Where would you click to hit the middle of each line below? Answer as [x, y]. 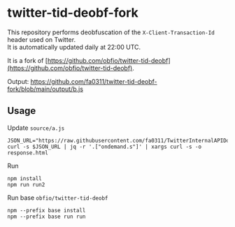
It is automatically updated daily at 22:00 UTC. [74, 47]
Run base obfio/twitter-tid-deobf [58, 198]
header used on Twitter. [41, 39]
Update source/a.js [36, 128]
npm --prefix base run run [47, 217]
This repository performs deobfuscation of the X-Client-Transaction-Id [111, 32]
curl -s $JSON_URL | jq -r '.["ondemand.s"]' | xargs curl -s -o [104, 147]
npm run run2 [26, 184]
